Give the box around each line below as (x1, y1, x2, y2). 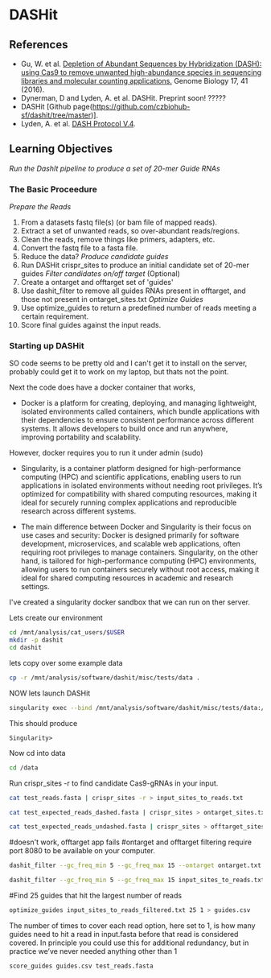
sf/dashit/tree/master (20, 110, 92, 120)
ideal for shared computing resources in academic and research (20, 573, 234, 583)
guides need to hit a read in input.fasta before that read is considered (9, 929, 239, 939)
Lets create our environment (9, 613, 103, 623)
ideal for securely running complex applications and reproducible (20, 497, 237, 508)
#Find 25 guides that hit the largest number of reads (9, 891, 183, 901)
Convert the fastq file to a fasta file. (20, 243, 138, 253)
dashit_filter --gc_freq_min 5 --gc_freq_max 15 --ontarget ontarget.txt (9, 861, 262, 870)
